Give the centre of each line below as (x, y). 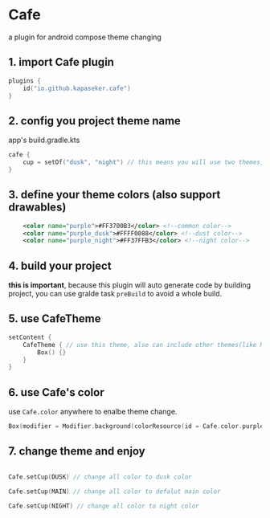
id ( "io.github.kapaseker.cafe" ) (77, 88)
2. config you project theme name (94, 121)
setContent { (30, 337)
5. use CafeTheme (55, 319)
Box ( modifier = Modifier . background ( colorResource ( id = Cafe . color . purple (136, 426)
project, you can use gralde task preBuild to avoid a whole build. (115, 294)
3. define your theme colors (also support (115, 195)
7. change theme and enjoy (77, 451)
